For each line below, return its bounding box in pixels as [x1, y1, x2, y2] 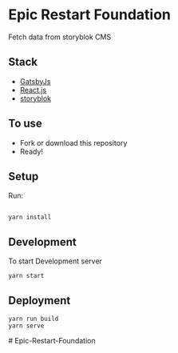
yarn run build [8, 315, 59, 323]
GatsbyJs [19, 76, 51, 86]
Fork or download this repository [19, 138, 128, 147]
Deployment [8, 294, 71, 307]
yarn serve [8, 322, 45, 330]
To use [8, 117, 42, 130]
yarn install [8, 214, 52, 222]
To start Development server [8, 256, 102, 266]
